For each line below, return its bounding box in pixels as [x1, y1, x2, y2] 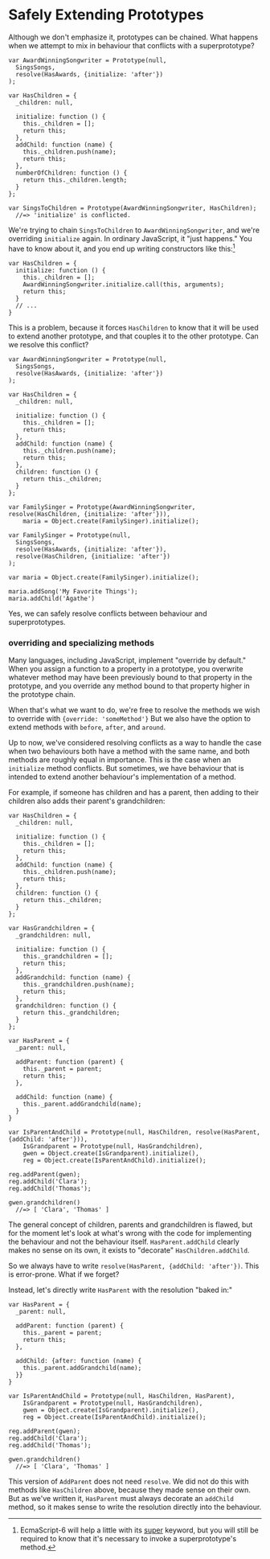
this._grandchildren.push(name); [22, 980, 135, 988]
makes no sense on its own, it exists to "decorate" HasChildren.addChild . [8, 1245, 250, 1255]
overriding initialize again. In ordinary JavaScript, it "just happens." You [8, 233, 252, 243]
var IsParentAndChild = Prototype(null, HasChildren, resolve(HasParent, [8, 1128, 261, 1136]
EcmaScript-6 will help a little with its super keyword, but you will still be [19, 1525, 259, 1535]
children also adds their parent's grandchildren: [8, 796, 166, 806]
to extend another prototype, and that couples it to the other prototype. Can [8, 331, 259, 341]
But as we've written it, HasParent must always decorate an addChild [8, 1493, 235, 1503]
